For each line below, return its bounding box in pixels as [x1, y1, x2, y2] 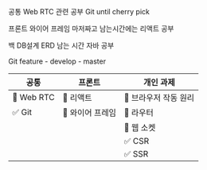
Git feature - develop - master [8, 56, 106, 66]
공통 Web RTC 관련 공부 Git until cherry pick [8, 7, 150, 16]
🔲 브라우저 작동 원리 [123, 92, 195, 103]
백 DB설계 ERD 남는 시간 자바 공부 [8, 41, 115, 50]
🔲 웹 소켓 [123, 122, 156, 133]
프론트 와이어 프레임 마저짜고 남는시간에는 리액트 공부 [8, 24, 174, 33]
